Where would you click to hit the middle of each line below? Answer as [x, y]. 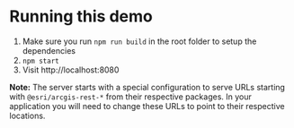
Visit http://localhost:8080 [71, 70]
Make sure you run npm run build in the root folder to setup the [139, 41]
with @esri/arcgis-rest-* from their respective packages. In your [130, 97]
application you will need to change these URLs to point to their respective [147, 106]
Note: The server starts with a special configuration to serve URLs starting [147, 87]
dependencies [49, 50]
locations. [27, 115]
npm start [41, 61]
